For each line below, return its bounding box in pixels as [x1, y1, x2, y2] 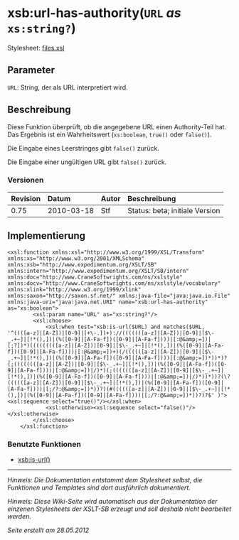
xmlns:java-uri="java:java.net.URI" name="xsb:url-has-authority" [7, 298, 208, 306]
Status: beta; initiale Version [127, 205, 221, 215]
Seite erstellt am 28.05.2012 [7, 526, 90, 534]
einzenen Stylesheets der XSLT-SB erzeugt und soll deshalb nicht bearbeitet [7, 504, 232, 513]
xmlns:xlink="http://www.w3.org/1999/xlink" [7, 286, 142, 293]
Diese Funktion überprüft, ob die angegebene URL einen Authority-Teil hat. [7, 122, 226, 131]
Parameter [7, 64, 55, 76]
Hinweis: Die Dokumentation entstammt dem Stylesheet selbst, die [7, 475, 203, 484]
